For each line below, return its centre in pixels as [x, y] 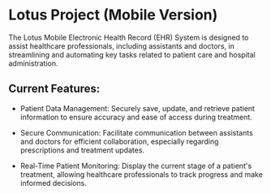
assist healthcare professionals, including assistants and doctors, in [122, 45]
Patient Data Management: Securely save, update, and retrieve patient [138, 108]
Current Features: [54, 89]
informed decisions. [54, 183]
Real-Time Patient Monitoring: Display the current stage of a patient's [136, 166]
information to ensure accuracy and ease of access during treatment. [136, 117]
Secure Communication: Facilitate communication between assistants [136, 132]
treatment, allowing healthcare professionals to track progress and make [142, 174]
